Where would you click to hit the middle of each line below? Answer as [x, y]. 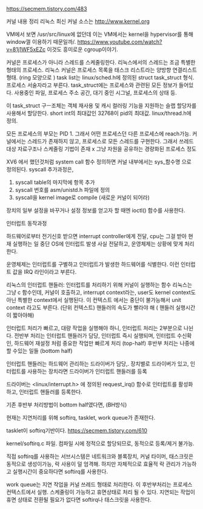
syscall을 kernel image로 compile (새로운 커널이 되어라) [82, 197]
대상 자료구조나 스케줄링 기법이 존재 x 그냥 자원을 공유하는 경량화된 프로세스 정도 [101, 149]
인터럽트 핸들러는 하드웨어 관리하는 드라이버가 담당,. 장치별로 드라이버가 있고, [98, 364]
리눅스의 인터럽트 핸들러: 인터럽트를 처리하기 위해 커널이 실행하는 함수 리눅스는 [99, 285]
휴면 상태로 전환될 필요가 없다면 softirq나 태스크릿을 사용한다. [79, 500]
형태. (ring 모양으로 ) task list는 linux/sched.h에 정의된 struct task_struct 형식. [100, 77]
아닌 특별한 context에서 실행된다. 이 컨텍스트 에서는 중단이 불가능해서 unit [94, 300]
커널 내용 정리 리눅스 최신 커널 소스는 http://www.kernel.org [78, 21]
